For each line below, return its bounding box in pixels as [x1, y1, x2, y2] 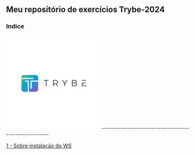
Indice [6, 22, 25, 31]
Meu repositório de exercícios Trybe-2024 [6, 5, 165, 15]
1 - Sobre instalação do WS [6, 142, 72, 149]
